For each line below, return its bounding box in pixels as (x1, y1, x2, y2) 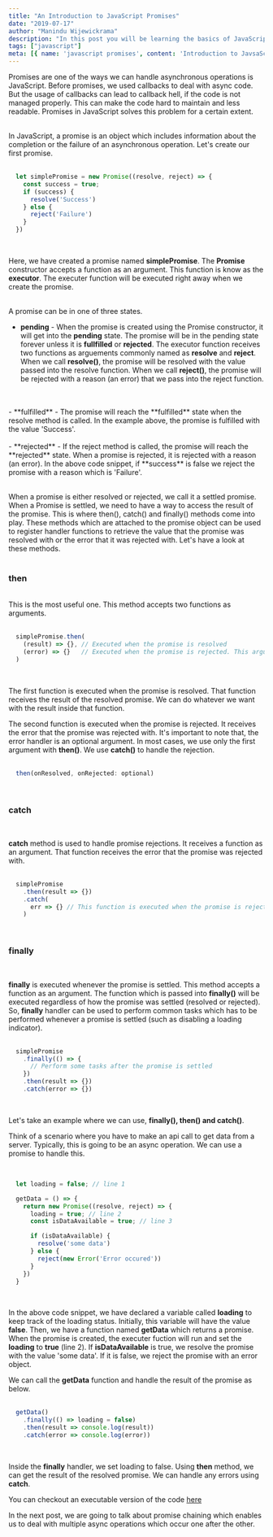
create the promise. (8, 282, 74, 291)
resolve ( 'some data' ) (37, 1239, 111, 1248)
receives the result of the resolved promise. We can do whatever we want (8, 694, 255, 704)
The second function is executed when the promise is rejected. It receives (8, 719, 257, 729)
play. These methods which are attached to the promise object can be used (8, 518, 262, 527)
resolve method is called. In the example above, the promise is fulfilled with (8, 416, 260, 425)
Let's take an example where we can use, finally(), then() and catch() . (8, 1115, 245, 1125)
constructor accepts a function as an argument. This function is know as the (8, 265, 264, 274)
